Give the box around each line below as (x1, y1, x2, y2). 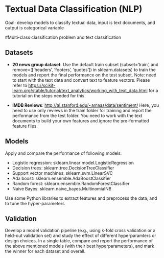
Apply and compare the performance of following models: (5, 150, 122, 156)
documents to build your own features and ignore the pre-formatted (12, 117, 149, 123)
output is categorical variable (5, 24, 64, 30)
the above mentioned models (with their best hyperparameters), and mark (5, 243, 154, 249)
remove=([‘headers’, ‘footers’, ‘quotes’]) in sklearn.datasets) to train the (12, 67, 156, 72)
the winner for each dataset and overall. (5, 248, 86, 254)
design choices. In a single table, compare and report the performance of (5, 238, 153, 244)
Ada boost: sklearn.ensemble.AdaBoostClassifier (12, 175, 111, 181)
